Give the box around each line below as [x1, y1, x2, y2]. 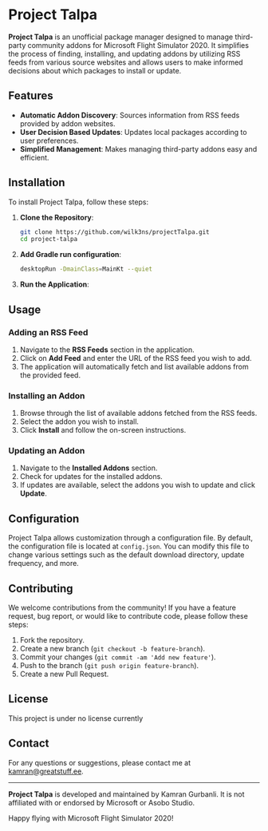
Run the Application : [19, 279, 89, 289]
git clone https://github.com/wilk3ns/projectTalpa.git [19, 228, 210, 236]
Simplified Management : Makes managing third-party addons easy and [19, 144, 258, 153]
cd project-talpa [19, 235, 78, 243]
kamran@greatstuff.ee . [8, 766, 84, 776]
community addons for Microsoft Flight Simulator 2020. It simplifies [27, 40, 250, 49]
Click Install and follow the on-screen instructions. [19, 425, 187, 435]
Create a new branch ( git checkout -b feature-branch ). [19, 644, 206, 654]
